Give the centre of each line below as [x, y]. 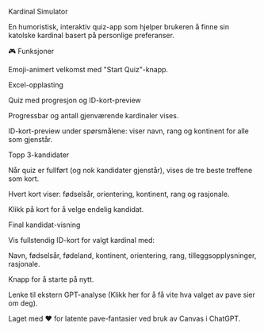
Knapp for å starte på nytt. [51, 279]
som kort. [24, 179]
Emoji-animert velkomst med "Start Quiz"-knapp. [88, 69]
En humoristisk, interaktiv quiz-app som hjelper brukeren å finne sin [119, 27]
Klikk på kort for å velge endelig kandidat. [76, 209]
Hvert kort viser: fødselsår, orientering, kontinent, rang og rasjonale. [119, 194]
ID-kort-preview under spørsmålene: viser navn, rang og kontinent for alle [129, 131]
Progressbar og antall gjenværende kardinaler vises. [94, 115]
